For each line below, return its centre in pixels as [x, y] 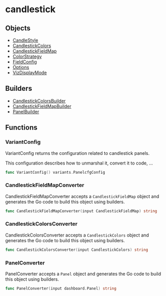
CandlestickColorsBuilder [39, 101]
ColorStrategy [27, 56]
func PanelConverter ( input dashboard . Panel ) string [61, 289]
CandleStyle [25, 40]
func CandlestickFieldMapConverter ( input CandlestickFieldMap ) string [81, 211]
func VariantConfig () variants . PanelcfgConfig [55, 172]
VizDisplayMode [30, 73]
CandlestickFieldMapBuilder [42, 106]
